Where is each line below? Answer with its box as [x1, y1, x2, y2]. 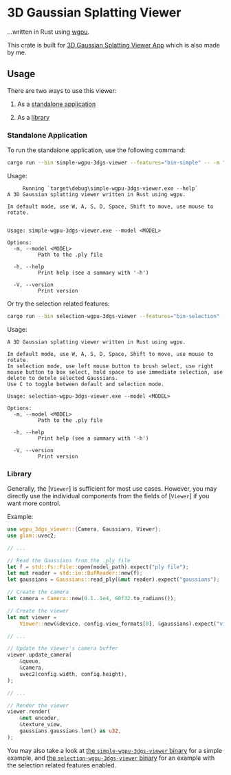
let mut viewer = [7, 614, 57, 621]
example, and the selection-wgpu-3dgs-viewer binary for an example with [7, 754, 215, 762]
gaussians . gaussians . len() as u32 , [19, 728, 122, 734]
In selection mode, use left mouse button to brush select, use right [7, 363, 214, 370]
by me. [7, 48, 27, 56]
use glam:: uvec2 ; [7, 532, 57, 539]
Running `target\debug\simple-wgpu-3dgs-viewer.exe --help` [22, 184, 198, 192]
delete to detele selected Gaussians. [7, 374, 118, 381]
